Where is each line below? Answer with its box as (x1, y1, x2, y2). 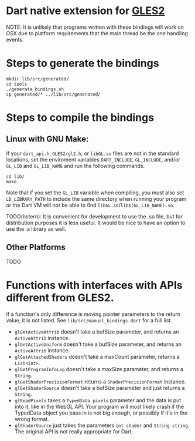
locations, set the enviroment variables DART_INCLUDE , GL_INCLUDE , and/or (6, 156, 180, 163)
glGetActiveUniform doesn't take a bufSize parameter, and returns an (14, 341, 182, 348)
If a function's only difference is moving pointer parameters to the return (6, 310, 181, 318)
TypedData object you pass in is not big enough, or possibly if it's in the (14, 409, 188, 416)
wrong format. (14, 415, 49, 422)
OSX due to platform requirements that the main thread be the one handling (6, 29, 189, 36)
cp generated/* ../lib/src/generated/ (6, 91, 101, 97)
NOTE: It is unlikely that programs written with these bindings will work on (6, 23, 184, 31)
